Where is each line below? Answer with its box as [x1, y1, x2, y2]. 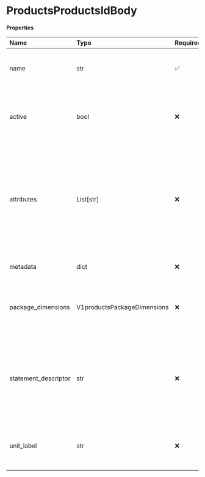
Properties [6, 24, 34, 31]
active [9, 112, 27, 121]
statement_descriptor [9, 374, 71, 383]
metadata [9, 262, 37, 271]
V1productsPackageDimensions [76, 302, 169, 311]
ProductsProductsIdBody [6, 4, 137, 18]
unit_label [9, 441, 37, 450]
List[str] [76, 195, 99, 203]
